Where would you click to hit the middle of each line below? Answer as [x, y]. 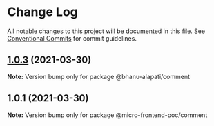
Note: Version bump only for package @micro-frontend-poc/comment [107, 115]
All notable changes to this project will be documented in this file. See [106, 31]
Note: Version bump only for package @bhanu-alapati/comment [98, 76]
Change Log [42, 12]
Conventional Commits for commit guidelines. [72, 38]
